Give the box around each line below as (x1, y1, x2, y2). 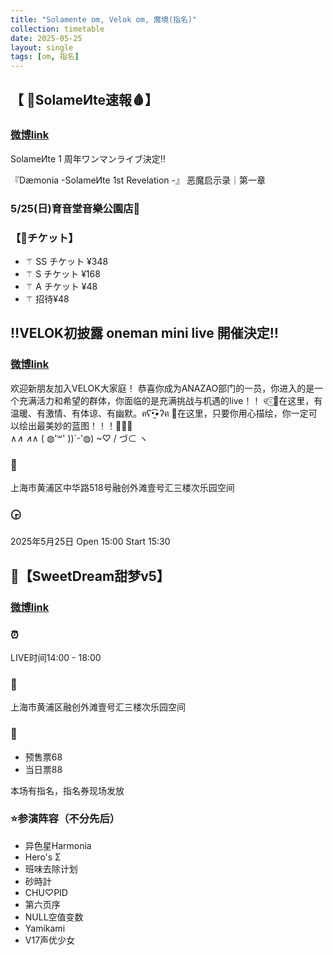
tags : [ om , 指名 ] (10, 52, 80, 62)
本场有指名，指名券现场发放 (10, 784, 125, 796)
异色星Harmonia (24, 839, 92, 851)
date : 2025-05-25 (10, 33, 83, 43)
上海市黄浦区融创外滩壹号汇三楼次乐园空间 (10, 701, 186, 713)
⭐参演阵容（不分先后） (10, 812, 121, 826)
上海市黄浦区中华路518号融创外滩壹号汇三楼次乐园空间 (10, 482, 235, 494)
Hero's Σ (24, 851, 62, 863)
